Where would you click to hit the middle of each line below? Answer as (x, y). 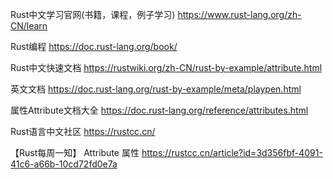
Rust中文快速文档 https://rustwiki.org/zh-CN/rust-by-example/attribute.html (166, 67)
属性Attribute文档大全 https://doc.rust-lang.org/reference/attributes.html (159, 110)
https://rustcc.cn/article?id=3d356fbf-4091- (232, 152)
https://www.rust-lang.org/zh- (239, 14)
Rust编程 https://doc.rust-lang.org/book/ (94, 46)
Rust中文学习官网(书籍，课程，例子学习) (93, 14)
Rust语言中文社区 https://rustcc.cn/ (83, 131)
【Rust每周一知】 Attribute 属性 (75, 152)
